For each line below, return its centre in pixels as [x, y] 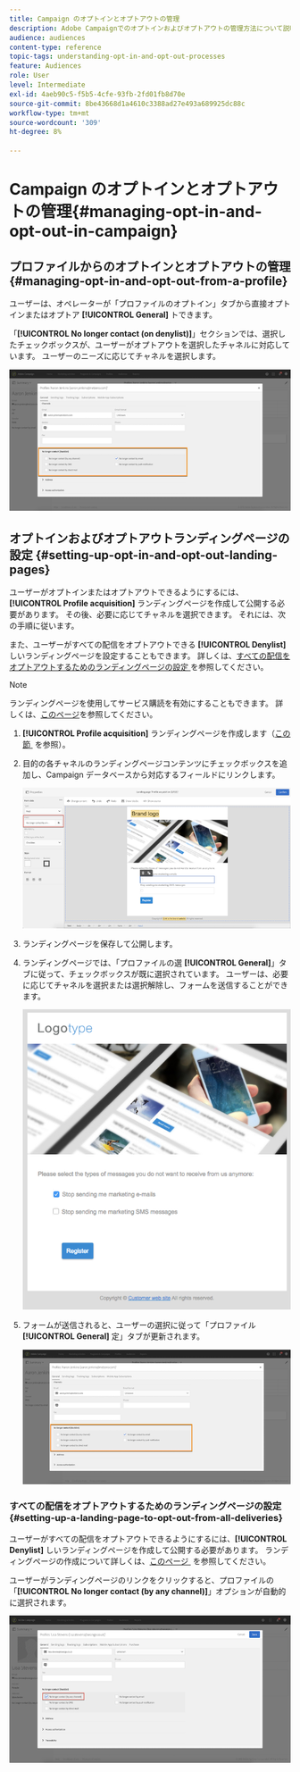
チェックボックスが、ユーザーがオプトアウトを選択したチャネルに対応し [150, 345]
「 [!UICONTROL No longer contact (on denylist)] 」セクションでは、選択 [144, 334]
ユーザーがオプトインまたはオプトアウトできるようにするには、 [126, 592]
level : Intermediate [48, 85]
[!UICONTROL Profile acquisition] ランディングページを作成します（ [148, 733]
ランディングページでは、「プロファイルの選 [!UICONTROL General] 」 [150, 962]
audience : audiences [48, 38]
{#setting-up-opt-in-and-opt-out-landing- [157, 555]
